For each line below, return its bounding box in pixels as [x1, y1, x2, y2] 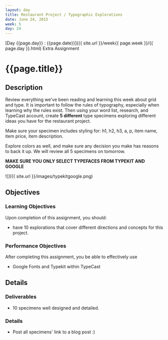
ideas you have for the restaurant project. [5, 118, 92, 124]
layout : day [5, 7, 30, 13]
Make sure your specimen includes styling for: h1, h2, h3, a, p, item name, [5, 128, 157, 134]
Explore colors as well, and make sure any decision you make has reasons [5, 143, 159, 149]
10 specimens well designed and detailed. [12, 305, 100, 311]
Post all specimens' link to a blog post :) [12, 329, 96, 335]
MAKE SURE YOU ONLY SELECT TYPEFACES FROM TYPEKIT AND [5, 158, 145, 164]
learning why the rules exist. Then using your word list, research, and [5, 107, 148, 114]
